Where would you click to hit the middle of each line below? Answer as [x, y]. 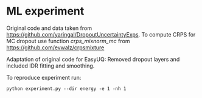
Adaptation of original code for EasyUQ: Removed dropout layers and [93, 59]
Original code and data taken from [49, 28]
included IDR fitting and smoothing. [50, 66]
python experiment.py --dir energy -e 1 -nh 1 [66, 89]
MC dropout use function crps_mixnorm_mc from [68, 41]
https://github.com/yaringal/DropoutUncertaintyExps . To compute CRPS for [101, 34]
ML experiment [45, 11]
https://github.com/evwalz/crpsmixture [55, 47]
